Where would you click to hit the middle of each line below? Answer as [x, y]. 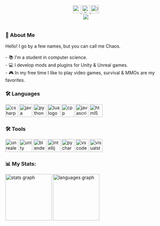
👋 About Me [20, 35]
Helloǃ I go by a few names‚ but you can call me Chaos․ [63, 46]
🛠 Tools [16, 129]
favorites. [15, 80]
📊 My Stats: [21, 164]
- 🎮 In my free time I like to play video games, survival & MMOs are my [80, 73]
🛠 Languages [23, 94]
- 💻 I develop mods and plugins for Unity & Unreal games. [67, 65]
